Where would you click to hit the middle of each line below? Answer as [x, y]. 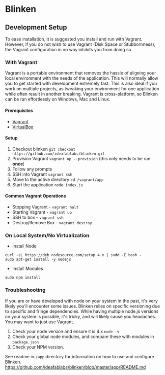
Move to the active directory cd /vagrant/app [58, 179]
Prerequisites [19, 110]
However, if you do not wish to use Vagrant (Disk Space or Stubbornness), [80, 44]
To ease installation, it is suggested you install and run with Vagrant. [74, 39]
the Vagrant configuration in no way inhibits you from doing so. [69, 50]
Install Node [24, 246]
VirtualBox [23, 127]
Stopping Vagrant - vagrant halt [45, 207]
